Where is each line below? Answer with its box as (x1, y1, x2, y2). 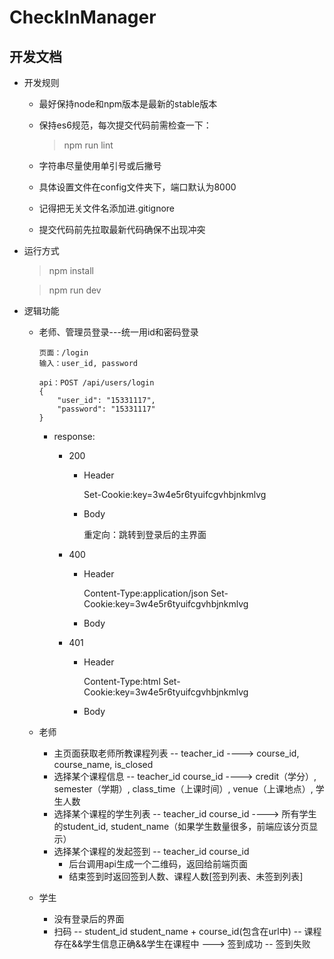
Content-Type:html (83, 676, 161, 687)
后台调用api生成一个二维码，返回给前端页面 (68, 858, 249, 870)
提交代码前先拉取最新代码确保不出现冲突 (38, 224, 206, 235)
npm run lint (63, 139, 114, 151)
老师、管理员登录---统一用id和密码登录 (38, 326, 199, 338)
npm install (48, 265, 94, 276)
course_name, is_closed (53, 759, 154, 770)
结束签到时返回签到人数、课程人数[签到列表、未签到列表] (68, 871, 304, 882)
